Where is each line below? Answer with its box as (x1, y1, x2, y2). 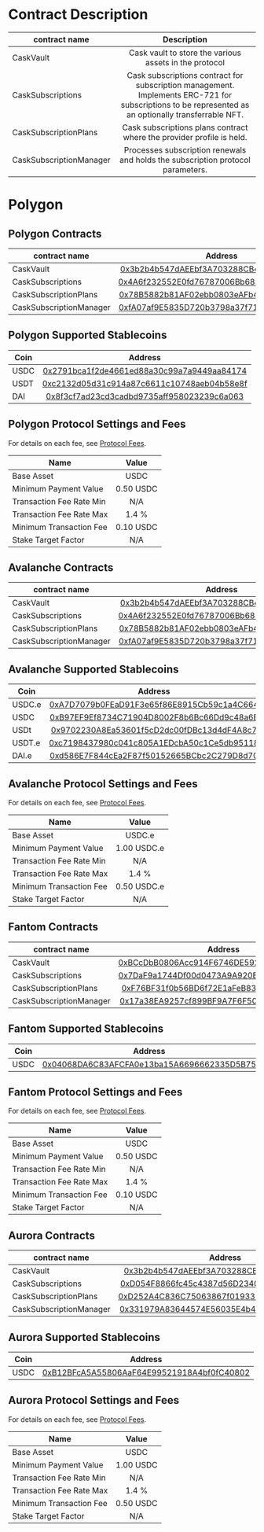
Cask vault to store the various (128, 47, 242, 58)
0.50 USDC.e (115, 881, 165, 892)
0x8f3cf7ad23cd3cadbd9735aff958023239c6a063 (46, 391, 244, 402)
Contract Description (8, 6, 148, 24)
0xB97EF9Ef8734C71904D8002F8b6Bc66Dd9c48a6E (49, 712, 258, 723)
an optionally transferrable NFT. (126, 109, 244, 120)
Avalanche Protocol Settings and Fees (8, 777, 198, 790)
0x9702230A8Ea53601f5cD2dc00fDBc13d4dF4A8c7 (50, 725, 258, 736)
